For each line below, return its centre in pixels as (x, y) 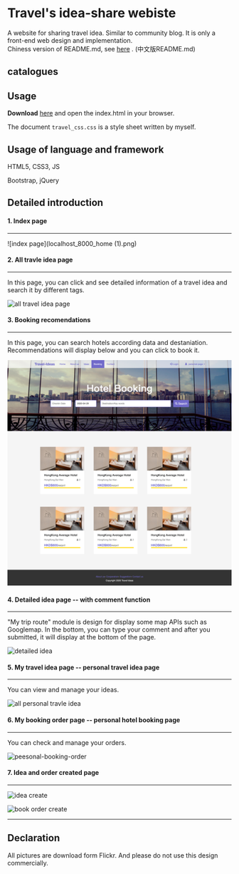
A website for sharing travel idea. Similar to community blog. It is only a (111, 33)
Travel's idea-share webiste (92, 13)
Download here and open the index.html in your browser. (91, 113)
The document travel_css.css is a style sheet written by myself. (102, 127)
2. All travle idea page (40, 260)
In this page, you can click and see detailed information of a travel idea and (117, 282)
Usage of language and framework (86, 149)
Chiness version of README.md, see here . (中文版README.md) (101, 48)
